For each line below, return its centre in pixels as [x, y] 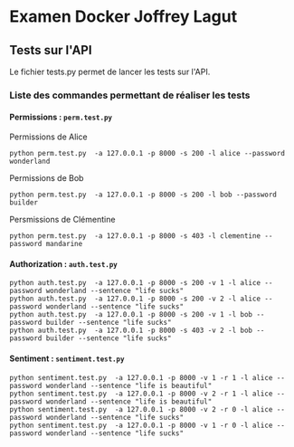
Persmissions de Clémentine [62, 220]
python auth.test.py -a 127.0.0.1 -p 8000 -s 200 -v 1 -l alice [135, 283]
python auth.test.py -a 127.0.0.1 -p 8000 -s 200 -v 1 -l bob [131, 315]
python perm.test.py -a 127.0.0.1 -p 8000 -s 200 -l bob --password [143, 195]
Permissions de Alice [48, 137]
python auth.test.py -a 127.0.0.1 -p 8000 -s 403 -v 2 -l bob [131, 331]
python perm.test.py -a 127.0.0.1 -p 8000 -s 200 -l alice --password [147, 154]
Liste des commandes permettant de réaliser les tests [130, 95]
